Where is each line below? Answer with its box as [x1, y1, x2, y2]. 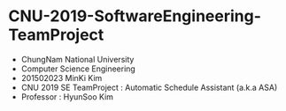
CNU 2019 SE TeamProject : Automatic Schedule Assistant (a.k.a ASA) [20, 82, 278, 92]
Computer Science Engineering [20, 63, 136, 74]
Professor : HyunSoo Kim [20, 91, 114, 102]
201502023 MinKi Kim [20, 72, 103, 83]
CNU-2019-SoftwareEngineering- [8, 6, 262, 26]
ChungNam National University [20, 54, 135, 64]
